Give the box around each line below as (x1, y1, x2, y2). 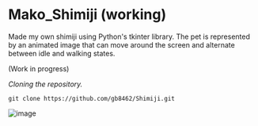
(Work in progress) (8, 63, 70, 73)
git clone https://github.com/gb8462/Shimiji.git (8, 94, 176, 102)
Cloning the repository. (8, 79, 83, 89)
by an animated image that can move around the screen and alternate (8, 40, 235, 49)
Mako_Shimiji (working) (8, 6, 167, 24)
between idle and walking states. (8, 48, 116, 58)
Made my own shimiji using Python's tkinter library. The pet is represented (8, 32, 251, 41)
